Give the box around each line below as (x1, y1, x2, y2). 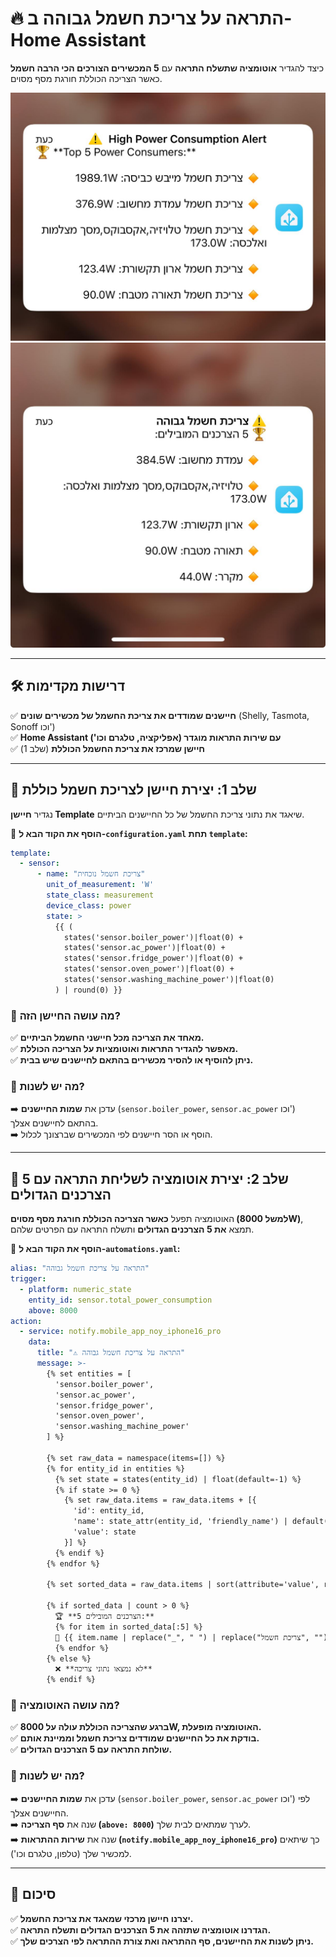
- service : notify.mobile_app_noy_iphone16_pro (19, 1327, 222, 1337)
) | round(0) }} (54, 985, 123, 995)
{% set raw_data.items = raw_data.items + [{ (63, 1495, 257, 1506)
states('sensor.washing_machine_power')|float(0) (63, 975, 275, 985)
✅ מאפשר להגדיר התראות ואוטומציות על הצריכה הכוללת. (10, 1043, 239, 1055)
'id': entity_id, (73, 1506, 145, 1516)
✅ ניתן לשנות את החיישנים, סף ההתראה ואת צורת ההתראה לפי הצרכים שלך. (10, 1935, 314, 1947)
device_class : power (46, 900, 132, 911)
